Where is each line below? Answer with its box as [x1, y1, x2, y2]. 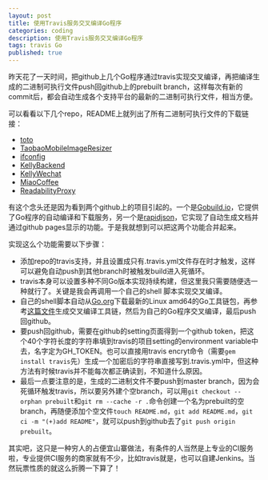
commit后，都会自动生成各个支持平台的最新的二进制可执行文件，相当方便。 [8, 92, 258, 101]
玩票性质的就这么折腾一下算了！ [14, 463, 121, 473]
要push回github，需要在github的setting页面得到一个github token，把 [19, 326, 247, 336]
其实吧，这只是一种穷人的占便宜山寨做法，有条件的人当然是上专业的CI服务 [8, 443, 254, 453]
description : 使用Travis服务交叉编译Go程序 [8, 34, 144, 42]
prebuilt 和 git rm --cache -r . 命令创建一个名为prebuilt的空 [45, 397, 245, 406]
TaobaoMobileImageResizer [19, 143, 112, 153]
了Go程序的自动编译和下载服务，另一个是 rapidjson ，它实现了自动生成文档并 [8, 213, 258, 222]
